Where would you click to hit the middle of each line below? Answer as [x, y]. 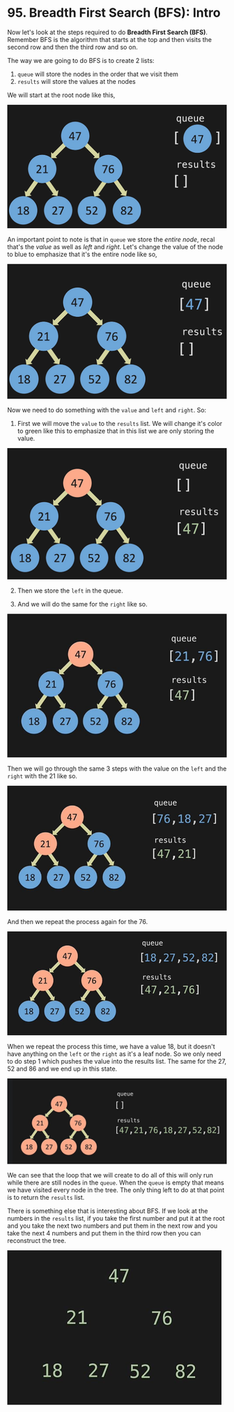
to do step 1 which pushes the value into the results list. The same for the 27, [117, 1062]
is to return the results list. [46, 1197]
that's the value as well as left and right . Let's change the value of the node [115, 246]
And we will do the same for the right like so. [82, 604]
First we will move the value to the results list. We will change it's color [120, 423]
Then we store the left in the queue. [70, 590]
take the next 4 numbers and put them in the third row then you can [104, 1233]
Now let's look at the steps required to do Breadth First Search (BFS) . [107, 32]
